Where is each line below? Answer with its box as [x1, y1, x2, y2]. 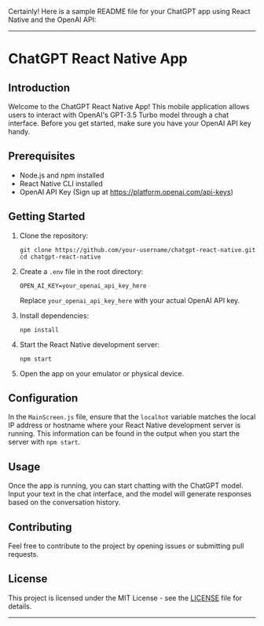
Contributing [8, 520, 72, 533]
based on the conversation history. [8, 498, 121, 507]
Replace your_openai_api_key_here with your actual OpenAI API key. [19, 295, 240, 305]
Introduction [8, 81, 71, 94]
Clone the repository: [19, 231, 89, 240]
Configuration [8, 392, 79, 405]
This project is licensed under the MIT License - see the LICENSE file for [8, 593, 242, 602]
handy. [8, 127, 31, 136]
